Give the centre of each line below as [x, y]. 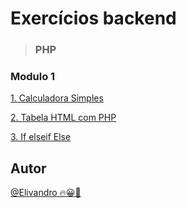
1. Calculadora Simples [57, 98]
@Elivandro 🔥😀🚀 [46, 193]
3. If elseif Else [41, 137]
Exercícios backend [93, 18]
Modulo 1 [33, 77]
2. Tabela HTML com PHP [63, 118]
